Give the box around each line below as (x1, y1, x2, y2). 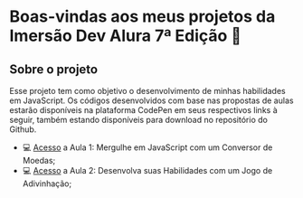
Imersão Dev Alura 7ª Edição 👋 (9, 25, 242, 46)
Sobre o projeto (9, 61, 98, 77)
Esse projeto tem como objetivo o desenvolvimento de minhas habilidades (9, 86, 287, 96)
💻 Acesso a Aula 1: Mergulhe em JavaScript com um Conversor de (22, 142, 273, 153)
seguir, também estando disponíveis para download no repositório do (9, 115, 269, 125)
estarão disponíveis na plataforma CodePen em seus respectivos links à (9, 105, 278, 115)
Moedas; (22, 156, 56, 165)
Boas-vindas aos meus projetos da (9, 6, 276, 27)
